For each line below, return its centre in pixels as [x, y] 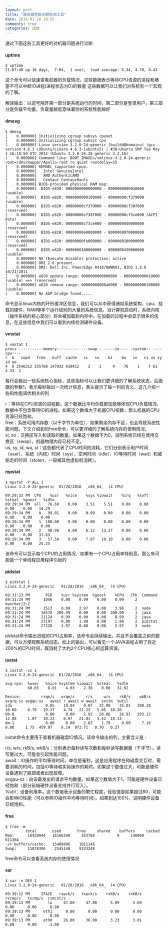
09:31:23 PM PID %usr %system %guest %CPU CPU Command [81, 595]
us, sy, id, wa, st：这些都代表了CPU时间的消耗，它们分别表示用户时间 [77, 447]
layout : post [19, 10]
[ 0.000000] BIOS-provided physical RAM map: [57, 184]
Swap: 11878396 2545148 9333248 [50, 848]
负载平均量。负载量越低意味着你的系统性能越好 [62, 109]
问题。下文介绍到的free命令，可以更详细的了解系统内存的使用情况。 [79, 428]
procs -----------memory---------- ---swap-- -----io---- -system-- [78, 349]
